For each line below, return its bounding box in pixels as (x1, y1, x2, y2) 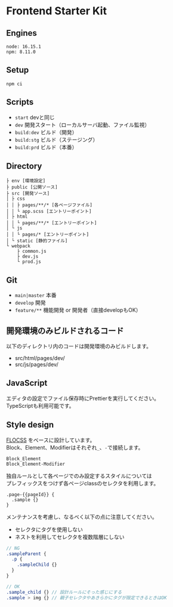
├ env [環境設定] (6, 178, 46, 184)
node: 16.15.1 (6, 44, 42, 49)
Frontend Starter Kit (6, 4, 107, 18)
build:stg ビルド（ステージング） (14, 136, 98, 143)
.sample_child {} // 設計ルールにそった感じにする (6, 589, 122, 595)
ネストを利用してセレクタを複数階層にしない (14, 533, 125, 540)
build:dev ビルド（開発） (14, 128, 78, 135)
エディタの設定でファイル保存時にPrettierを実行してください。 (6, 395, 160, 402)
